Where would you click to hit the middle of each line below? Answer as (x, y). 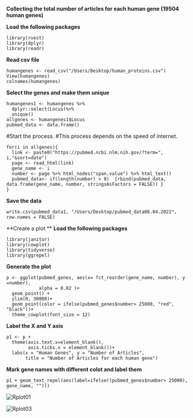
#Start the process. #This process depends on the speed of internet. (92, 136)
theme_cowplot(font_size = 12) (51, 315)
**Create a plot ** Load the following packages (67, 228)
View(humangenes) (28, 76)
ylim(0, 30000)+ (32, 299)
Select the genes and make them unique (58, 93)
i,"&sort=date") (27, 158)
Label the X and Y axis (35, 326)
